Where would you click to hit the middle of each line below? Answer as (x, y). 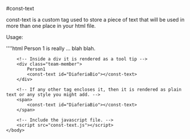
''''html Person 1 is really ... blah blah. (51, 48)
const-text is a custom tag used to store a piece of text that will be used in (95, 19)
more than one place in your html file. (51, 26)
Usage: (15, 37)
